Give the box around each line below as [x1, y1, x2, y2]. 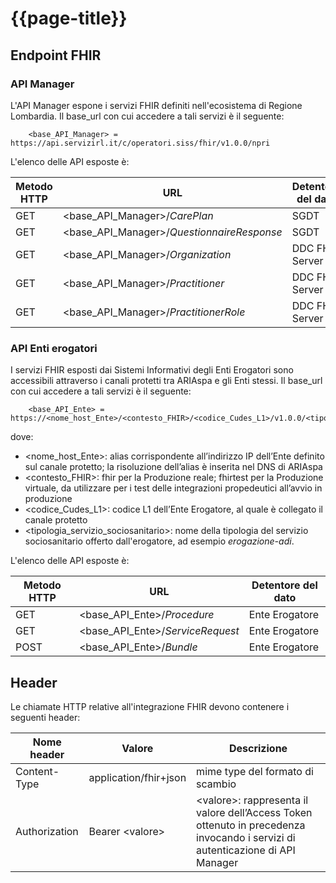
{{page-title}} [10, 7, 128, 30]
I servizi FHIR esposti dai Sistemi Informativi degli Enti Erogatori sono [10, 364, 294, 376]
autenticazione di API [196, 843, 296, 857]
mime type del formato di [196, 764, 314, 778]
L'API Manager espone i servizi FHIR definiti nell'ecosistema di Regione [10, 99, 303, 111]
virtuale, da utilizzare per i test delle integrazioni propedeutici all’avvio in [24, 482, 323, 494]
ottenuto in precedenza [196, 818, 306, 832]
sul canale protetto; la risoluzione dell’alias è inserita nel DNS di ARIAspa [24, 461, 323, 473]
